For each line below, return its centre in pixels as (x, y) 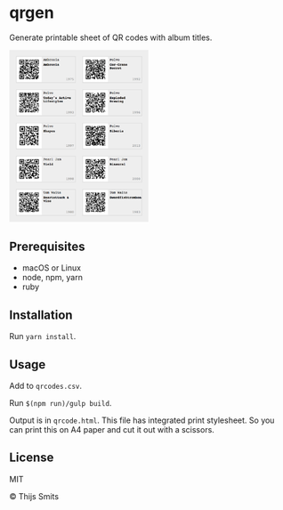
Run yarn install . (43, 336)
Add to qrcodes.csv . (46, 386)
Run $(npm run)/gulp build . (61, 403)
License (32, 458)
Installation (41, 315)
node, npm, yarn (52, 278)
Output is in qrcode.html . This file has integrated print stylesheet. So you (142, 420)
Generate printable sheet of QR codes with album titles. (111, 37)
